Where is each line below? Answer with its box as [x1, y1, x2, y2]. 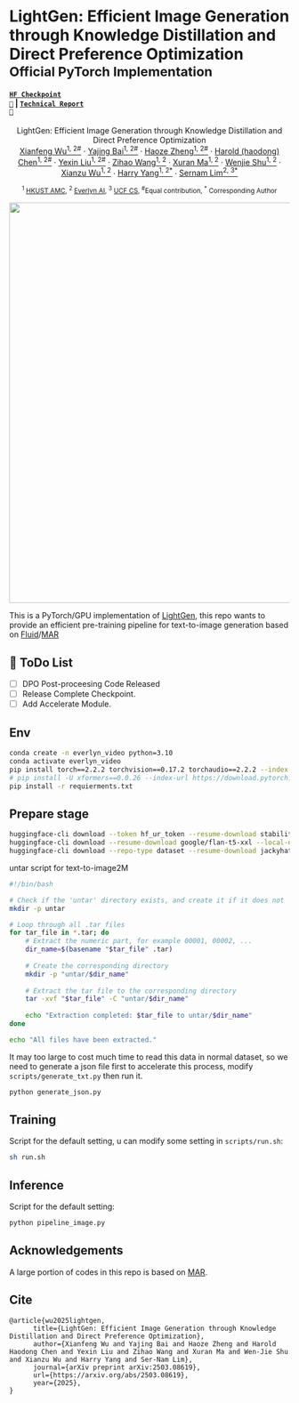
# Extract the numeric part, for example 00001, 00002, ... [25, 937, 253, 946]
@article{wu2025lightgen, [9, 1316, 105, 1325]
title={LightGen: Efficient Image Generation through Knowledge [32, 1324, 277, 1333]
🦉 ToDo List [9, 655, 74, 670]
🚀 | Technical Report [9, 98, 85, 109]
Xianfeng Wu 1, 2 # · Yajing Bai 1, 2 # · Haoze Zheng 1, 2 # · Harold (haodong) [19, 144, 280, 157]
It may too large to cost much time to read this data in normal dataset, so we [9, 1052, 288, 1062]
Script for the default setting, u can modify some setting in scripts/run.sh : [9, 1136, 284, 1147]
